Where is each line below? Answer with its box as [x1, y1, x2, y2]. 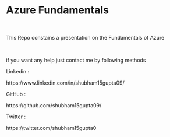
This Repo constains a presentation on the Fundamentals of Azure [6, 34, 165, 41]
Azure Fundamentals [6, 3, 109, 17]
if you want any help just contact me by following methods [6, 57, 147, 64]
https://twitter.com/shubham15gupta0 [6, 124, 97, 131]
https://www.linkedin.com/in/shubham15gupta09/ [6, 79, 125, 86]
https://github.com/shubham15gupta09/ [6, 101, 102, 108]
